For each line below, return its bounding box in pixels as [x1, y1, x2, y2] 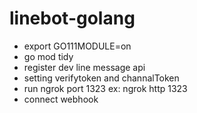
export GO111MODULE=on [23, 40, 132, 52]
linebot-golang [9, 7, 136, 30]
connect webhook [23, 93, 99, 105]
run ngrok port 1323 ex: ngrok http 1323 [23, 82, 188, 94]
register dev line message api [23, 61, 146, 73]
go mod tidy [23, 50, 74, 62]
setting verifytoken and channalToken [23, 72, 180, 84]
